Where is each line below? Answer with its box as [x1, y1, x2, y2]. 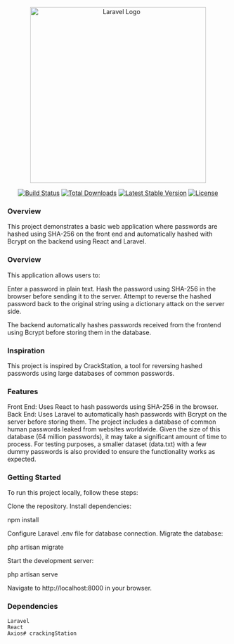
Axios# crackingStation [7, 630, 77, 637]
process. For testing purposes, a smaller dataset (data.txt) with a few [7, 440, 207, 448]
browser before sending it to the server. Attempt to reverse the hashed [7, 292, 212, 301]
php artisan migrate [7, 543, 65, 552]
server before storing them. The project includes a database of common [7, 417, 216, 426]
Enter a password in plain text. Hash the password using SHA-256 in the [7, 284, 216, 293]
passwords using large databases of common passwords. [7, 369, 175, 377]
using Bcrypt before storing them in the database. [7, 328, 152, 336]
